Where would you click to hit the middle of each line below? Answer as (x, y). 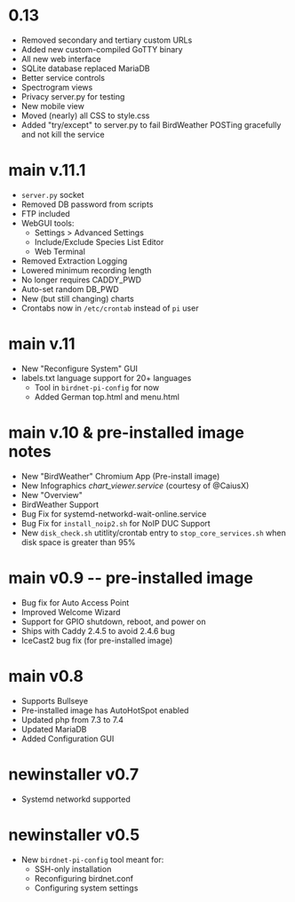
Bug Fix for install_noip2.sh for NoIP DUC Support (116, 523)
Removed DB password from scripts (87, 204)
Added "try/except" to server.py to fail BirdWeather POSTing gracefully (151, 124)
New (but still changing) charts (77, 298)
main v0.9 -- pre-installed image (131, 578)
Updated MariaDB (54, 729)
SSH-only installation (73, 869)
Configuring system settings (86, 888)
